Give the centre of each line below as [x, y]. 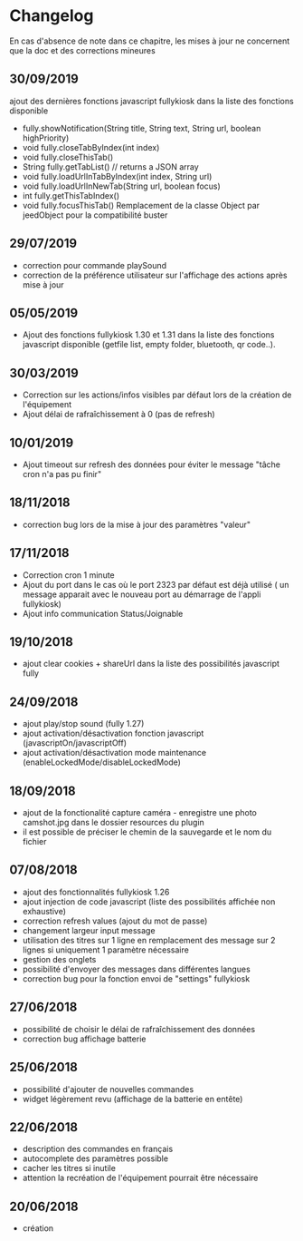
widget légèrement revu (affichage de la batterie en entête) [133, 1099]
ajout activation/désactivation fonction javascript [113, 733]
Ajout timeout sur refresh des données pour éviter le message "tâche [151, 464]
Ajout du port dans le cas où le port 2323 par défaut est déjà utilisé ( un [156, 584]
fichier [34, 842]
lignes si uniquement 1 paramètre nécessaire [106, 950]
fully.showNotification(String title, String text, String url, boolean [142, 128]
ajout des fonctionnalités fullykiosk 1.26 [96, 892]
